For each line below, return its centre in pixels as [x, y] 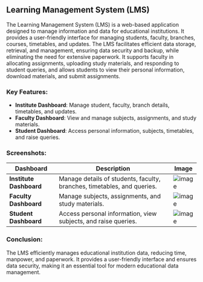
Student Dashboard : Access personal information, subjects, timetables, [105, 131]
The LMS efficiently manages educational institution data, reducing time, [97, 253]
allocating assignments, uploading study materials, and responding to [93, 63]
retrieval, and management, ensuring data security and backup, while [93, 50]
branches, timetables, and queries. [108, 186]
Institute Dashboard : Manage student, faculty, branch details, [92, 105]
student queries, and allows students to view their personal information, [95, 70]
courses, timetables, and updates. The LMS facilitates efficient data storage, [101, 44]
